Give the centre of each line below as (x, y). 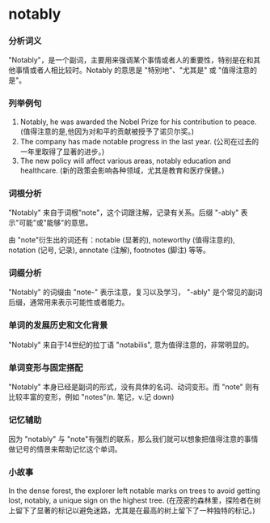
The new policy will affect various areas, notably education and (125, 161)
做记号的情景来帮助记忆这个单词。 (65, 449)
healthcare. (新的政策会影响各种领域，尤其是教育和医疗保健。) (122, 170)
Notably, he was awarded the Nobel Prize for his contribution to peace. (138, 122)
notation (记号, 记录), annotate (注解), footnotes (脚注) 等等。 (109, 250)
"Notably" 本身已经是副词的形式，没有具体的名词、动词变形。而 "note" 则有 (134, 387)
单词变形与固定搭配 (46, 367)
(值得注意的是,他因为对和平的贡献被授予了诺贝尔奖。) (107, 131)
